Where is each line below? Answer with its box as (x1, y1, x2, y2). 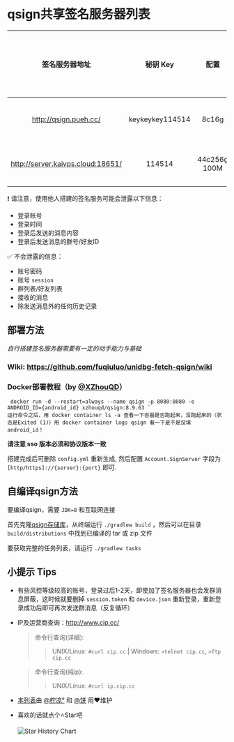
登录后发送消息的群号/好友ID (17, 237, 100, 245)
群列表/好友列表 (17, 284, 63, 293)
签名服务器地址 (41, 59, 91, 69)
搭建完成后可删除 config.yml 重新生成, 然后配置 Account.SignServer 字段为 (7, 454, 221, 462)
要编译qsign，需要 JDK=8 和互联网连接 (7, 505, 116, 513)
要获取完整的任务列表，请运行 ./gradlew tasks (7, 543, 141, 552)
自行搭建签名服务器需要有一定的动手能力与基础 (7, 344, 141, 352)
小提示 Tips (7, 566, 57, 578)
